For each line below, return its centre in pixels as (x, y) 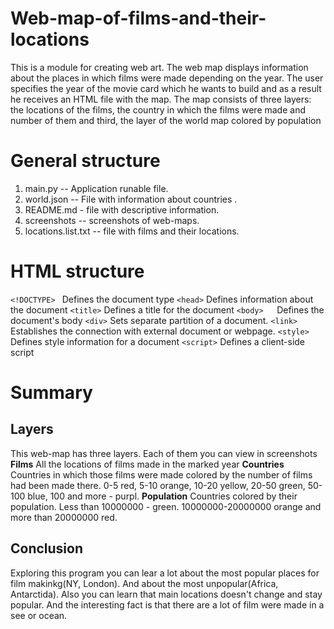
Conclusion (47, 548)
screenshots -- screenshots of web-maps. (112, 220)
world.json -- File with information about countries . (131, 199)
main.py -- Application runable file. (96, 188)
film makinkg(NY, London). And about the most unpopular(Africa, (144, 583)
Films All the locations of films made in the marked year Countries (147, 464)
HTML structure (77, 271)
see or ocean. (39, 615)
